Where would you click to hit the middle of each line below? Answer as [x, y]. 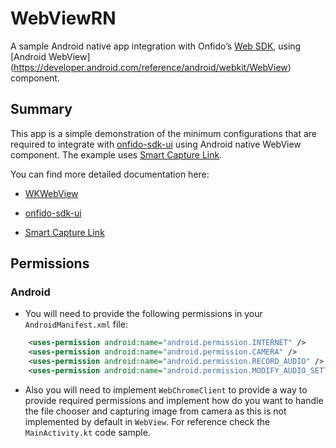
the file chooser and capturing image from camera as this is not [155, 411]
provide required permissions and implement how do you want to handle [174, 400]
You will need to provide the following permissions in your [143, 314]
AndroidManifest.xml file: [76, 324]
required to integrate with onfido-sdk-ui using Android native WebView [156, 144]
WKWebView [51, 193]
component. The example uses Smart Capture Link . [116, 154]
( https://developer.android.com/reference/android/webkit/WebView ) [151, 67]
